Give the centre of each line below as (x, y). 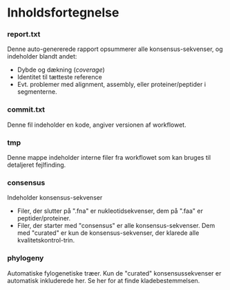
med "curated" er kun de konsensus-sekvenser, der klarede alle (108, 233)
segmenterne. (37, 92)
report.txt (24, 34)
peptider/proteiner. (44, 218)
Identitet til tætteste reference (59, 77)
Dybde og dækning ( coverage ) (61, 70)
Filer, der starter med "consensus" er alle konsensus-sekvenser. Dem (116, 226)
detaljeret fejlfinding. (37, 165)
